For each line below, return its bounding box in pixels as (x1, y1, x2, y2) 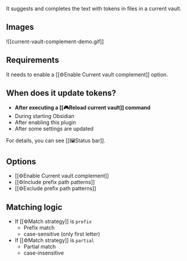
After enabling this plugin (14, 119, 76, 126)
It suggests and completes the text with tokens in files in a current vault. (6, 5, 182, 12)
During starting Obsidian (14, 113, 75, 120)
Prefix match (23, 224, 55, 231)
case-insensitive (23, 249, 64, 257)
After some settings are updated (14, 125, 93, 132)
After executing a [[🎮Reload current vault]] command (14, 104, 151, 112)
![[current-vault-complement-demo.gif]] (6, 38, 104, 45)
